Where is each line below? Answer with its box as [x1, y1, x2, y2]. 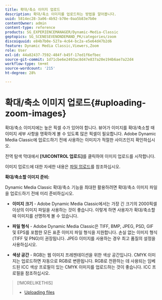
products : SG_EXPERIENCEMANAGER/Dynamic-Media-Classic [5, 30, 119, 35]
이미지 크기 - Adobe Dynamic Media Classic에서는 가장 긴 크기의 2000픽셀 [12, 201, 157, 206]
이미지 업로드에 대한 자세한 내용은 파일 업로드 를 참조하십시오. [5, 164, 121, 169]
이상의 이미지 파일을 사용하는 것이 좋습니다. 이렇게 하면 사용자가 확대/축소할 [12, 206, 156, 212]
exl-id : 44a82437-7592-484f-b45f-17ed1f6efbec [5, 52, 101, 57]
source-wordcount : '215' [5, 66, 55, 71]
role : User [5, 48, 27, 53]
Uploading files [24, 289, 55, 295]
